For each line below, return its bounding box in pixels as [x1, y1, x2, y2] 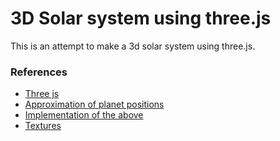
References [10, 65, 68, 79]
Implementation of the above [24, 109, 144, 121]
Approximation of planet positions [24, 98, 165, 111]
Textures [24, 120, 62, 132]
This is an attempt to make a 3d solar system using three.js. [10, 40, 256, 52]
